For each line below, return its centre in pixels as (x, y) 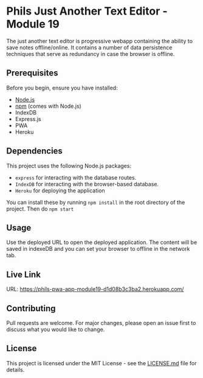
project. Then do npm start (40, 209)
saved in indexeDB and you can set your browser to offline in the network (98, 249)
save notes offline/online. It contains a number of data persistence (89, 47)
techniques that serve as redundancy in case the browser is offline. (91, 54)
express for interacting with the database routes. (76, 177)
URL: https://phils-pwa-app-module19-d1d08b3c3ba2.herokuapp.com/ (95, 289)
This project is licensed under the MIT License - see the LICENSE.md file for (101, 363)
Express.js (28, 119)
